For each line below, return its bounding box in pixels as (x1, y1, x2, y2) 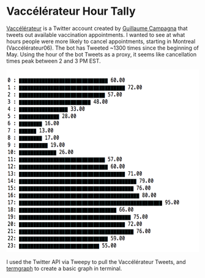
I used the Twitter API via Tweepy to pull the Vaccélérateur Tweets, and (6, 258, 186, 265)
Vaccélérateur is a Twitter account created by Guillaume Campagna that (6, 25, 188, 32)
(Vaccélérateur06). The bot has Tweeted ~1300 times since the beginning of (6, 44, 199, 52)
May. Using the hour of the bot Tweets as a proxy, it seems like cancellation (6, 50, 197, 58)
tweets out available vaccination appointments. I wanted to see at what (6, 31, 185, 38)
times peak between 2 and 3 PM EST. (6, 57, 101, 64)
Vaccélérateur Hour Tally (6, 4, 136, 18)
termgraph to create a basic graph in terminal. (6, 264, 122, 272)
